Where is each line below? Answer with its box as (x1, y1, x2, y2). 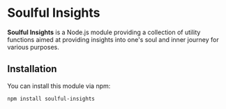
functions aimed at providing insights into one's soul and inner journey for (7, 35, 219, 43)
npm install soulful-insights (7, 95, 96, 102)
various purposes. (7, 43, 59, 51)
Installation (7, 63, 57, 75)
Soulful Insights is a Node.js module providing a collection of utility (7, 28, 201, 36)
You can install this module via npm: (7, 82, 111, 90)
